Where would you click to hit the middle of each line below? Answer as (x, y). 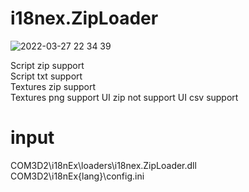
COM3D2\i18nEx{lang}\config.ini (77, 176)
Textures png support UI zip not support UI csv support (124, 97)
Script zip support (47, 65)
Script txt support (46, 76)
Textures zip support (53, 86)
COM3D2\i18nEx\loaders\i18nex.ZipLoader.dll (103, 165)
